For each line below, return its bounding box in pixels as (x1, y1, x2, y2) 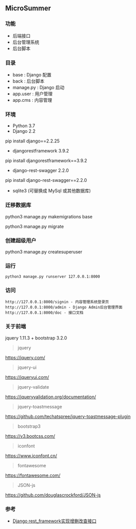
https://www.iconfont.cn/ (5, 452, 57, 459)
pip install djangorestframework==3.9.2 (5, 158, 87, 164)
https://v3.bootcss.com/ (5, 433, 55, 439)
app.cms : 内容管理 (12, 97, 52, 103)
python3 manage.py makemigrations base (5, 213, 93, 219)
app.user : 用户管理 (12, 91, 53, 97)
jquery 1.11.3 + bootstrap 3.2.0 (5, 334, 67, 341)
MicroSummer (5, 4, 51, 13)
